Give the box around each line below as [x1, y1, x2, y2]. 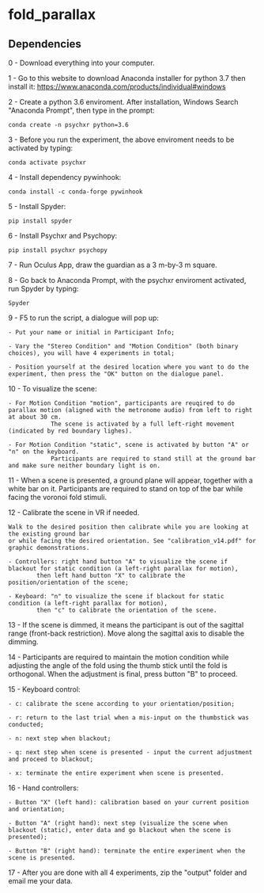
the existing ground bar [8, 530, 90, 538]
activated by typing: [8, 143, 74, 152]
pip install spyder [8, 217, 73, 225]
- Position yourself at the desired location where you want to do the [8, 363, 249, 371]
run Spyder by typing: [8, 284, 79, 293]
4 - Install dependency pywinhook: [8, 173, 122, 181]
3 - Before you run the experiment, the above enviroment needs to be [8, 135, 235, 144]
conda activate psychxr [8, 158, 87, 166]
